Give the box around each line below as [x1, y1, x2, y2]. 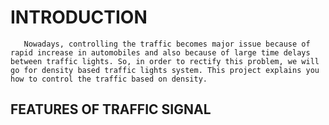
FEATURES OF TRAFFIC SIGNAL [10, 101, 212, 118]
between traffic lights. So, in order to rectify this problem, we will [10, 56, 320, 66]
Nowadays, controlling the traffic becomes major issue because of [23, 39, 311, 49]
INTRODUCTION [10, 6, 148, 29]
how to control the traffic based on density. [10, 74, 208, 84]
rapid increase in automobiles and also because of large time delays [10, 47, 311, 58]
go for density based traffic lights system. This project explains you [10, 65, 320, 75]
